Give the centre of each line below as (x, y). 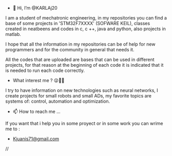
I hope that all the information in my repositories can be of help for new (80, 44)
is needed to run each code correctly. (45, 70)
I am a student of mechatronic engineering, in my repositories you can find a (86, 18)
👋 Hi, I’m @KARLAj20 (35, 8)
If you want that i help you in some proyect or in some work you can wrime (84, 123)
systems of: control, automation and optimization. (58, 101)
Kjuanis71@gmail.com (36, 139)
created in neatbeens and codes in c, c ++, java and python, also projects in (85, 29)
